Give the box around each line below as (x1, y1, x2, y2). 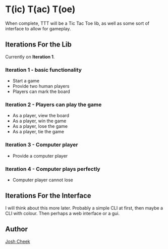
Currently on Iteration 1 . (5, 54, 55, 60)
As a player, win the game (12, 118, 67, 124)
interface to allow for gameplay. (5, 25, 71, 31)
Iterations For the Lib (5, 40, 72, 49)
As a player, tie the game (12, 129, 65, 135)
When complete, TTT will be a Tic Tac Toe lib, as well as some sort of (5, 20, 150, 26)
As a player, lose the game (12, 123, 68, 129)
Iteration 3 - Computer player (5, 141, 78, 148)
